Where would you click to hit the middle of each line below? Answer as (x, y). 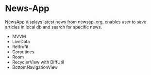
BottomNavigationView (35, 67)
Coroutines (23, 52)
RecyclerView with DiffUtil (38, 62)
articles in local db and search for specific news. (53, 27)
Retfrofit (20, 46)
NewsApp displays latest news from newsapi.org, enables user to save (76, 22)
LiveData (21, 41)
